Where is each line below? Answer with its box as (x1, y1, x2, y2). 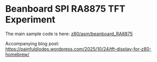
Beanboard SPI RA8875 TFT (5, 3, 126, 15)
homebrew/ (5, 51, 30, 57)
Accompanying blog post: (5, 40, 60, 46)
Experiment (5, 14, 56, 25)
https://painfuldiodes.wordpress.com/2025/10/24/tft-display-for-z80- (5, 46, 152, 52)
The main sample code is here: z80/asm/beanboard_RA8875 (5, 30, 133, 37)
